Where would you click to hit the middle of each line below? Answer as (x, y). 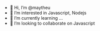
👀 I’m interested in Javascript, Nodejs (48, 13)
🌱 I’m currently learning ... (36, 18)
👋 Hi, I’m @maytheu (30, 8)
